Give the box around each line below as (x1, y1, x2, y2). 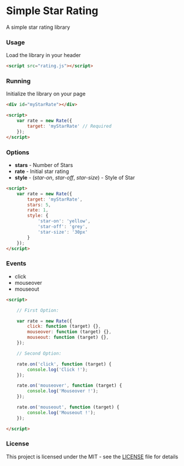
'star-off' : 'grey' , (37, 224, 88, 230)
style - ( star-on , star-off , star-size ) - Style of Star (14, 174, 135, 181)
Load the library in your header (6, 52, 81, 59)
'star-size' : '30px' (37, 229, 88, 235)
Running (6, 77, 31, 85)
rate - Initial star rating (14, 168, 69, 175)
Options (6, 148, 29, 157)
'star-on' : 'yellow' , (37, 218, 91, 224)
